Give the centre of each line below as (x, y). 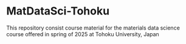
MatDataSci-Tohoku (58, 11)
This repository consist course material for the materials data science (93, 28)
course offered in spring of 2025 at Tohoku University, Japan (83, 34)
